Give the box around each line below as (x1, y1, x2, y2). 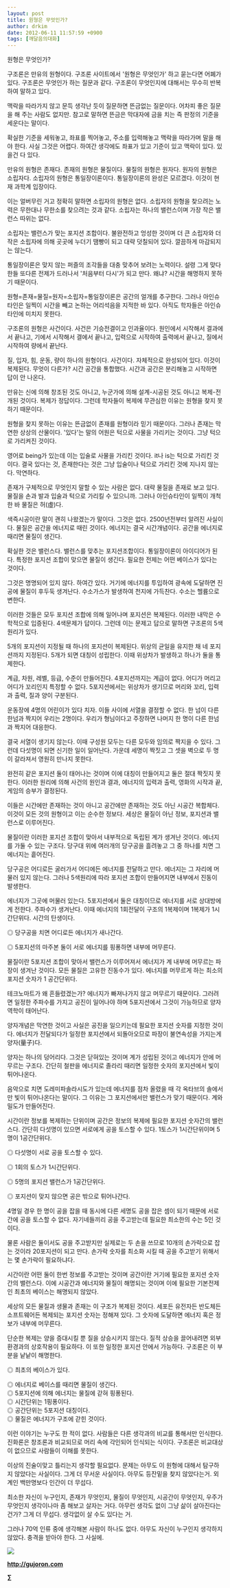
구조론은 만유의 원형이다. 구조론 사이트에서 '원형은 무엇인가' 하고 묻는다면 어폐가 (7, 70, 222, 78)
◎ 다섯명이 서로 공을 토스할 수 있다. (7, 1149, 103, 1157)
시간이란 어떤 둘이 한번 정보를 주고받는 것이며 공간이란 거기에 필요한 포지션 (7, 1270, 207, 1279)
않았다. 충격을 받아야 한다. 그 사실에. (7, 1534, 104, 1542)
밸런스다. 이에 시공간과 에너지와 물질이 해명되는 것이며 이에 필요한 (19, 1279, 196, 1288)
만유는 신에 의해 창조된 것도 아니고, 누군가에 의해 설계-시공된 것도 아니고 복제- (7, 388, 216, 396)
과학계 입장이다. (14, 183, 57, 191)
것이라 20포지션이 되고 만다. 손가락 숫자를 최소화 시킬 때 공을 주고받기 (14, 1247, 201, 1255)
